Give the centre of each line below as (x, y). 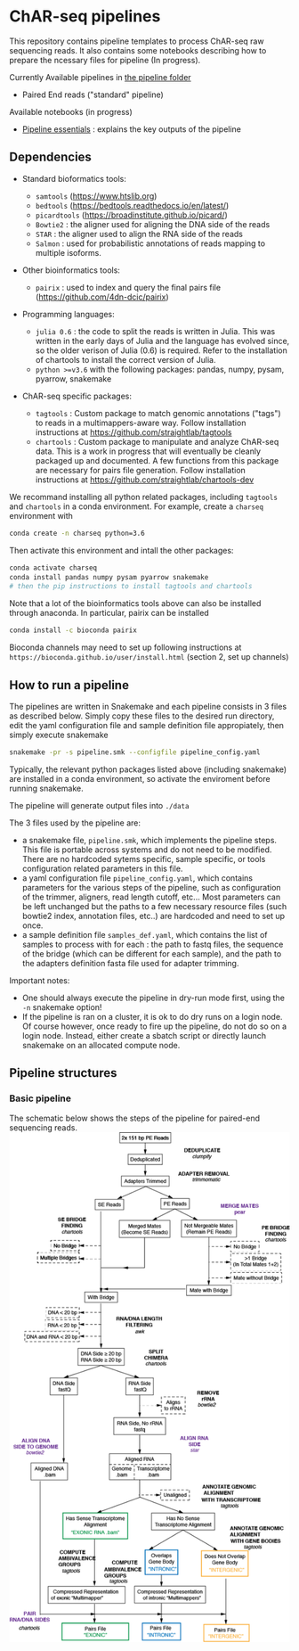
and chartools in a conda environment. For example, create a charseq (137, 506)
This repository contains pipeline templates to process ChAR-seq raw (137, 41)
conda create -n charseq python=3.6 (77, 533)
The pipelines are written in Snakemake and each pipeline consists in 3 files (148, 706)
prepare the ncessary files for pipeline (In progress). (105, 60)
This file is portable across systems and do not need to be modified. (147, 850)
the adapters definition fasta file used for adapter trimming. (130, 963)
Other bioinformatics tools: (71, 270)
